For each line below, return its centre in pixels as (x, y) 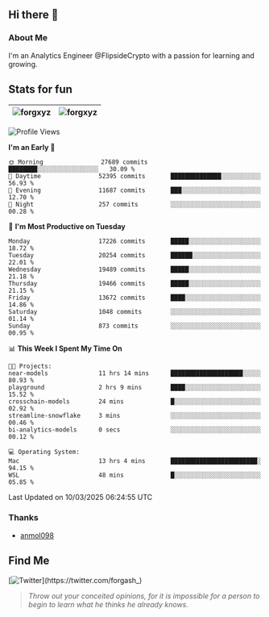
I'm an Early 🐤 (32, 147)
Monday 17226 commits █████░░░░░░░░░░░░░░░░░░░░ (135, 241)
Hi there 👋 (33, 15)
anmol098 (37, 535)
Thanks (23, 518)
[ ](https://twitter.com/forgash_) (75, 580)
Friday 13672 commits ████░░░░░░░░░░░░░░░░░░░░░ (135, 298)
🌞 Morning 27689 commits (78, 162)
